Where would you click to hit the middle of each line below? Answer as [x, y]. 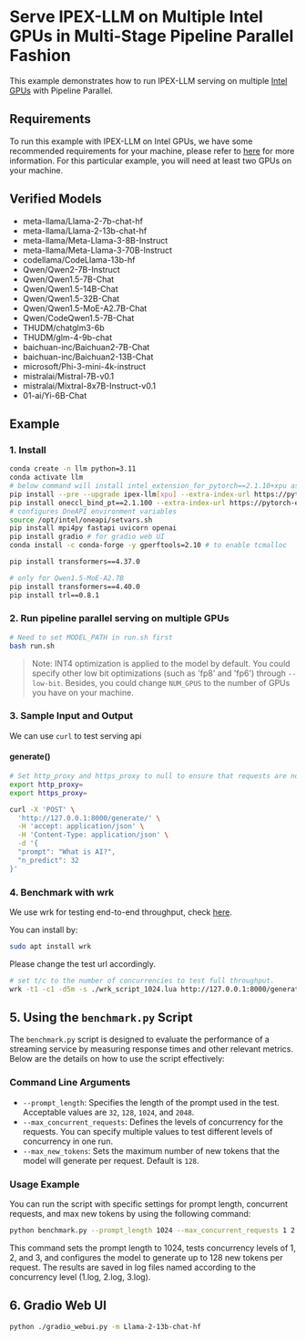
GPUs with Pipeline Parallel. [61, 90]
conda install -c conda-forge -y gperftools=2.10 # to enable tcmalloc [148, 545]
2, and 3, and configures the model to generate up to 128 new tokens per [146, 1257]
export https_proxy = [49, 793]
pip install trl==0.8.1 [55, 595]
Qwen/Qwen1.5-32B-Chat [71, 298]
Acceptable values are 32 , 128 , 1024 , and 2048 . [108, 1112]
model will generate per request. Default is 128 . [111, 1160]
